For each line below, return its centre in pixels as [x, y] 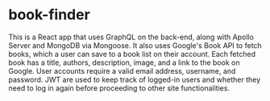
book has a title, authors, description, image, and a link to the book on [124, 63]
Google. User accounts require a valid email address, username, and [122, 71]
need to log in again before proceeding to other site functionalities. [119, 88]
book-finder [49, 15]
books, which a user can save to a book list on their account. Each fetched [132, 54]
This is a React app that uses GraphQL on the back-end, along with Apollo [131, 37]
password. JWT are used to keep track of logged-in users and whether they [134, 79]
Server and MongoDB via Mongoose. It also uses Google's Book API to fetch [135, 45]
